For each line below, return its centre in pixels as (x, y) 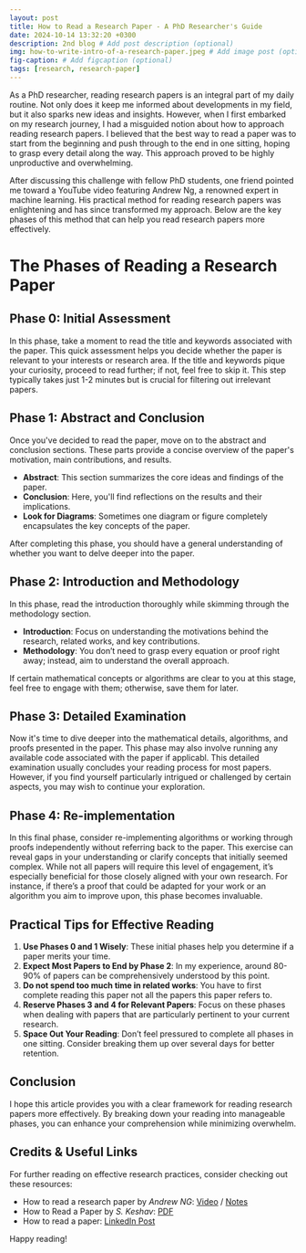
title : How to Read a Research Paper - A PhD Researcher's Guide (136, 26)
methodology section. (51, 614)
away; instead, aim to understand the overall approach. (126, 660)
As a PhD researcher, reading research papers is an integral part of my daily (152, 95)
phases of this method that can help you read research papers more (138, 219)
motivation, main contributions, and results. (91, 459)
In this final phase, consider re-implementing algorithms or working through (151, 837)
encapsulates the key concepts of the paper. (107, 525)
